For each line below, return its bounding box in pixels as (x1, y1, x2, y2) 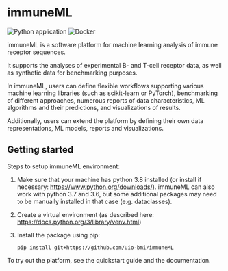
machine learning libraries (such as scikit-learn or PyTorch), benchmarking (7, 89, 218, 97)
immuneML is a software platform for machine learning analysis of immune (7, 40, 218, 49)
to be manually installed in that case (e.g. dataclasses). (16, 197, 173, 205)
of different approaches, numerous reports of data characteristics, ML (7, 96, 205, 104)
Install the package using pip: (16, 231, 101, 239)
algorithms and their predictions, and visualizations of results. (7, 103, 181, 112)
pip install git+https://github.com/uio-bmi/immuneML (16, 244, 174, 251)
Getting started (7, 144, 74, 155)
